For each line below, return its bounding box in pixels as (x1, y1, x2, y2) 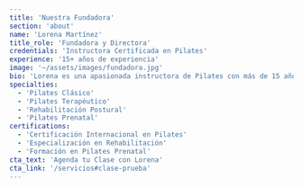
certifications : (9, 122, 70, 131)
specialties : (9, 80, 59, 89)
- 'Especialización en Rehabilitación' (17, 138, 168, 147)
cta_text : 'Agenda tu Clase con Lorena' (9, 155, 164, 165)
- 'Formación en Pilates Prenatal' (17, 147, 151, 156)
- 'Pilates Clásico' (17, 88, 95, 97)
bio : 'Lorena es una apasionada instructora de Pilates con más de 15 (9, 72, 280, 81)
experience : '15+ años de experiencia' (9, 55, 160, 64)
